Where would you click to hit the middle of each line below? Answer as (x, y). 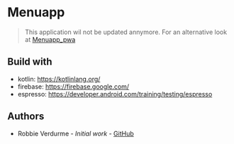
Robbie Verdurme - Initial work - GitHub (76, 133)
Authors (26, 117)
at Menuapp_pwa (50, 39)
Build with (30, 62)
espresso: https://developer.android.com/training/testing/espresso (115, 94)
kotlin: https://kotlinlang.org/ (59, 79)
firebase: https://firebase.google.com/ (73, 87)
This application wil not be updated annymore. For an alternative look (126, 32)
